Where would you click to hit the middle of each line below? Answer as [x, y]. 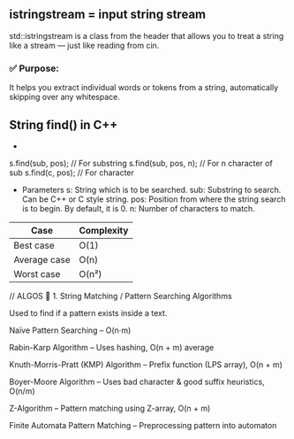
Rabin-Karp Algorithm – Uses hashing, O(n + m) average [112, 347]
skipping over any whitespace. [65, 97]
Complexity [104, 230]
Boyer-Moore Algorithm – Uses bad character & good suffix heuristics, [137, 381]
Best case [34, 245]
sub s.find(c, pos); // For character [72, 173]
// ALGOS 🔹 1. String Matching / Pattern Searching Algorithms [121, 296]
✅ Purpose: [34, 68]
